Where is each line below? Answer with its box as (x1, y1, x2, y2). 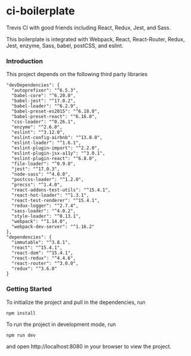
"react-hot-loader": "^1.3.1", (11, 192, 90, 198)
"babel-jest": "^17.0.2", (11, 98, 76, 104)
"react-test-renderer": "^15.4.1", (11, 198, 100, 204)
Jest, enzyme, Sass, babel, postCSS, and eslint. (6, 42, 124, 49)
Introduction (6, 57, 43, 65)
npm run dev (6, 332, 36, 338)
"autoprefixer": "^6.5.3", (11, 88, 79, 93)
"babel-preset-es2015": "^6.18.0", (11, 108, 100, 114)
